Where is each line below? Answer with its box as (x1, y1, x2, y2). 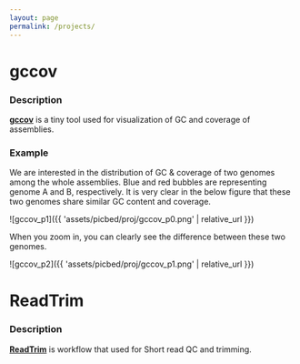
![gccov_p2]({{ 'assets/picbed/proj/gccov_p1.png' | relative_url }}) (9, 258, 255, 269)
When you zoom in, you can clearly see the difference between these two (9, 231, 286, 242)
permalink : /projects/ (9, 22, 95, 31)
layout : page (9, 13, 59, 23)
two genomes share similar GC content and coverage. (9, 197, 212, 207)
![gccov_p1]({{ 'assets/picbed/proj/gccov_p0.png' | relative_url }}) (9, 214, 255, 225)
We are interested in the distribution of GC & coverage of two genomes (9, 167, 275, 178)
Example (9, 147, 49, 159)
